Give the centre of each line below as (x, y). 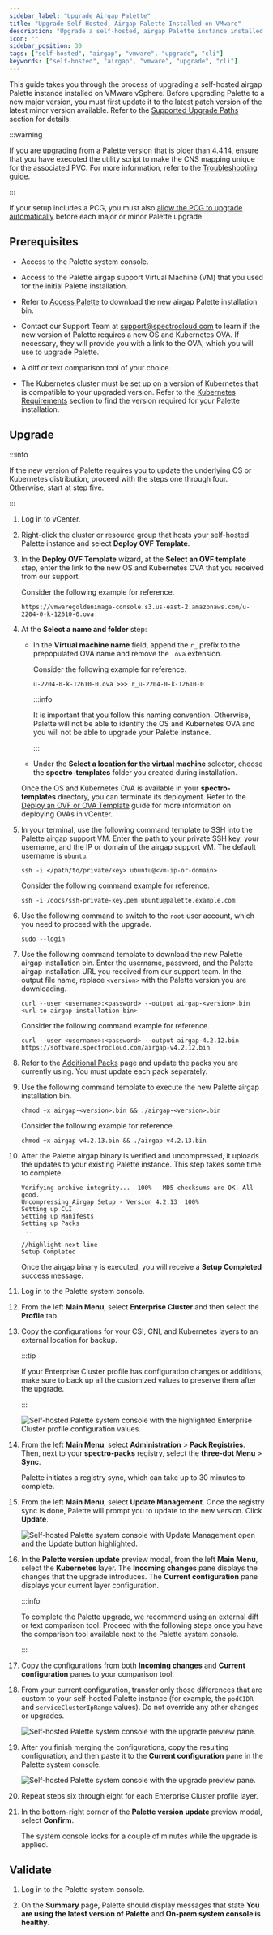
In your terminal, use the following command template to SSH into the (137, 829)
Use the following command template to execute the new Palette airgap (140, 1087)
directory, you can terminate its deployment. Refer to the (151, 796)
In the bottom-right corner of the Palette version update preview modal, (141, 1812)
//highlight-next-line (59, 1245)
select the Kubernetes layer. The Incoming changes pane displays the (139, 1568)
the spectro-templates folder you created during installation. (135, 772)
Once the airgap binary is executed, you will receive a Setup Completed (141, 1266)
